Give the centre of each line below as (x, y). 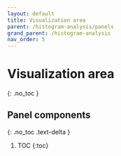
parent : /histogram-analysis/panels (60, 26)
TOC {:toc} (33, 145)
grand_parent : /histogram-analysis (59, 33)
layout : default (31, 14)
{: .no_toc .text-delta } (39, 132)
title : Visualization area (47, 20)
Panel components (49, 115)
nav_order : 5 (26, 40)
